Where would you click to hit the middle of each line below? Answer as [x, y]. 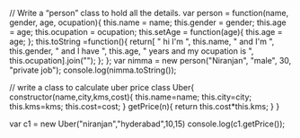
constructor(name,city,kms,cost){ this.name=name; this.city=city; [131, 97]
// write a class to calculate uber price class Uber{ [102, 87]
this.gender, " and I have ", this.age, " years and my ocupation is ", [132, 51]
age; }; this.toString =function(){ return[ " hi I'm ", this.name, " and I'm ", [142, 41]
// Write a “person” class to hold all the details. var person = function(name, [149, 13]
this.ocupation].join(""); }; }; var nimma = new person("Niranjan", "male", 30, [150, 60]
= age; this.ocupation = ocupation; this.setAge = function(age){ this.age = [146, 32]
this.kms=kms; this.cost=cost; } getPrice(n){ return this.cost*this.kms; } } [145, 106]
